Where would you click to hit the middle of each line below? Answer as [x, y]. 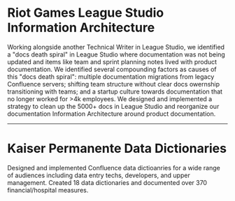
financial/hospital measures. [48, 190]
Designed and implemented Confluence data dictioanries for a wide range [114, 167]
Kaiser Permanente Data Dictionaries [117, 149]
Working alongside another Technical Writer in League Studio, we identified [116, 47]
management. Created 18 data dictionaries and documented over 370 [107, 182]
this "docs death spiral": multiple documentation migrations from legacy [111, 76]
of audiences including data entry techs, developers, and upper [99, 175]
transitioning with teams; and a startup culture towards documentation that [115, 91]
